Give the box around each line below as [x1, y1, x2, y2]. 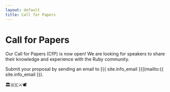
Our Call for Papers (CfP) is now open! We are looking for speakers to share [5, 51, 165, 57]
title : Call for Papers [5, 12, 56, 17]
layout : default [5, 7, 40, 13]
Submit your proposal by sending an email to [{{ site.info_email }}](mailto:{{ [5, 66, 164, 72]
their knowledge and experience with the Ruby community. [5, 56, 130, 63]
